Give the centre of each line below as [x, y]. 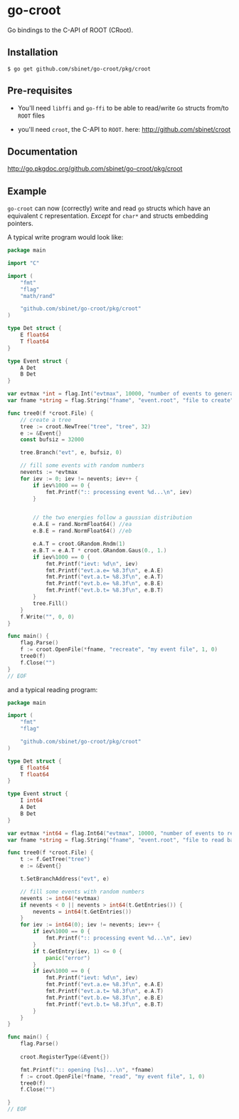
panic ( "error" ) [68, 958]
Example [27, 191]
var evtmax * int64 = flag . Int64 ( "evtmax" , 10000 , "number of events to [116, 833]
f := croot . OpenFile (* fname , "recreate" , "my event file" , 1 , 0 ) [119, 650]
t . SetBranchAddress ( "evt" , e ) [65, 879]
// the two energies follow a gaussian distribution [113, 518]
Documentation [43, 151]
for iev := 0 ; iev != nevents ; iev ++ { [79, 479]
